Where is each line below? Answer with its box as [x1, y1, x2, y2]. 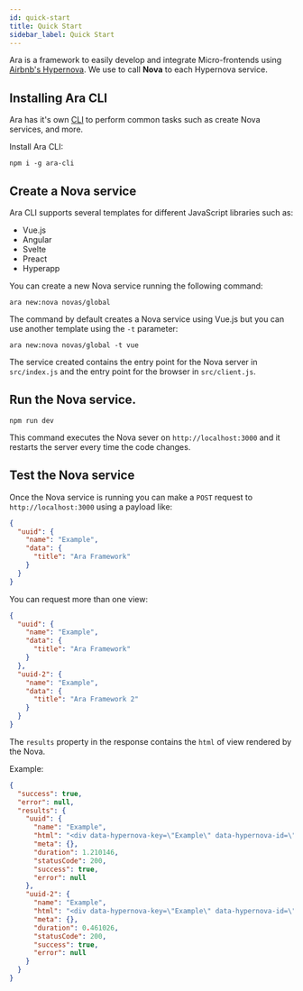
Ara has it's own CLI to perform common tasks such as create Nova [9, 115, 261, 125]
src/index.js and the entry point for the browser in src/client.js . [9, 366, 256, 377]
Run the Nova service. [9, 392, 137, 408]
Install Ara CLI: [9, 142, 64, 152]
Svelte [22, 244, 47, 254]
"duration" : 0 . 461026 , [32, 923, 119, 932]
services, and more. [9, 124, 84, 135]
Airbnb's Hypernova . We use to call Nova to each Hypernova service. [9, 64, 268, 75]
